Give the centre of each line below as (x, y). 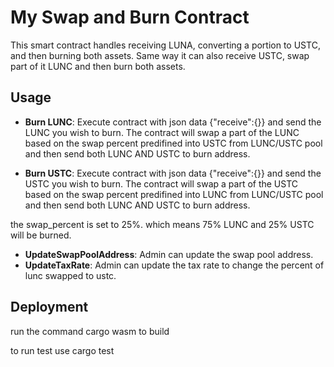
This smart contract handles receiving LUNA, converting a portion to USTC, (165, 45)
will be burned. (41, 235)
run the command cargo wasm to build (90, 331)
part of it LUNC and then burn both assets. (98, 66)
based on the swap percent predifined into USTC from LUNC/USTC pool (173, 143)
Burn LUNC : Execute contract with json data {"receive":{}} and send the (173, 122)
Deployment (49, 307)
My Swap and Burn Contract (130, 17)
